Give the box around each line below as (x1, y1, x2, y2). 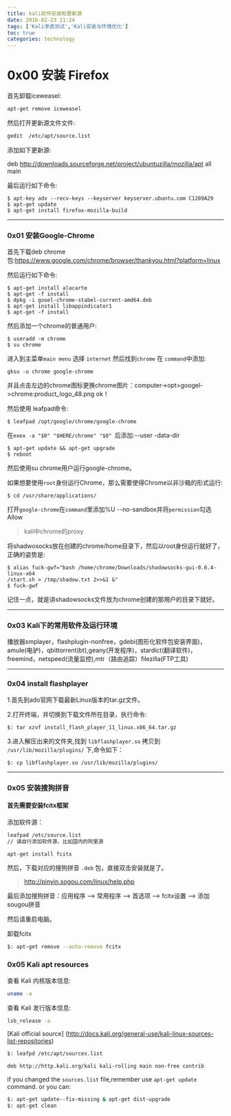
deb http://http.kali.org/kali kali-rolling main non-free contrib (7, 1063, 205, 1070)
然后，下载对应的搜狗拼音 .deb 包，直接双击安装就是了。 (7, 864, 168, 872)
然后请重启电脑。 (7, 915, 56, 924)
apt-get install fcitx (7, 851, 72, 858)
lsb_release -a (7, 1017, 51, 1024)
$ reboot (7, 451, 32, 458)
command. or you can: (7, 1083, 71, 1091)
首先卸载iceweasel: (7, 92, 62, 100)
